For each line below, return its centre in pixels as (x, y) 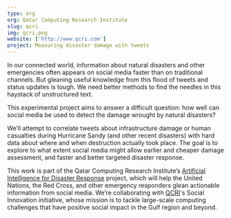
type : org (21, 13)
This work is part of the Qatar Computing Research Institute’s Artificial (106, 171)
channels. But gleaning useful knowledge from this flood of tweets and (108, 79)
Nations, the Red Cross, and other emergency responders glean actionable (113, 185)
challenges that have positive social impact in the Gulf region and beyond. (112, 207)
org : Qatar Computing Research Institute (68, 20)
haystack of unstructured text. (50, 94)
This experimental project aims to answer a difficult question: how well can (113, 108)
